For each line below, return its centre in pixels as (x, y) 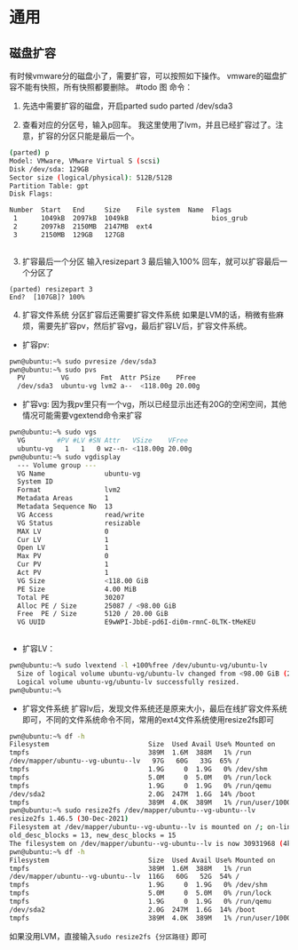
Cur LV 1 (63, 539)
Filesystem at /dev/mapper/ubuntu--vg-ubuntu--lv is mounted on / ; (137, 827)
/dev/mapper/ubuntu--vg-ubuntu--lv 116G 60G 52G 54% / (125, 877)
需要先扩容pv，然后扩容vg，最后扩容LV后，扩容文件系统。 (145, 325)
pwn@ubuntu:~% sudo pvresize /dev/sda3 (83, 361)
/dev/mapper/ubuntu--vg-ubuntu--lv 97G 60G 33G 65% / (125, 761)
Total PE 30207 (71, 597)
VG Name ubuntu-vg (79, 474)
